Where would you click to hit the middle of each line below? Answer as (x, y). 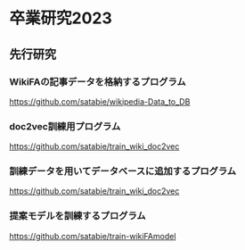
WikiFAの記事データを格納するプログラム (98, 81)
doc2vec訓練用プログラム (65, 126)
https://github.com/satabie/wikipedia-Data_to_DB (100, 101)
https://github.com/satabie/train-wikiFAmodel (93, 236)
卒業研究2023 (61, 18)
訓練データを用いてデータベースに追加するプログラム (123, 171)
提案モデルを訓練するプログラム (78, 216)
